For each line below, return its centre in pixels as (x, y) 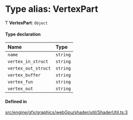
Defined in (16, 101)
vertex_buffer (24, 75)
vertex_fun (20, 82)
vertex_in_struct (28, 62)
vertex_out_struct (29, 68)
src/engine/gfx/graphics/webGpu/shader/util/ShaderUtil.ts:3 (66, 113)
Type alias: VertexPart (52, 9)
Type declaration (23, 34)
